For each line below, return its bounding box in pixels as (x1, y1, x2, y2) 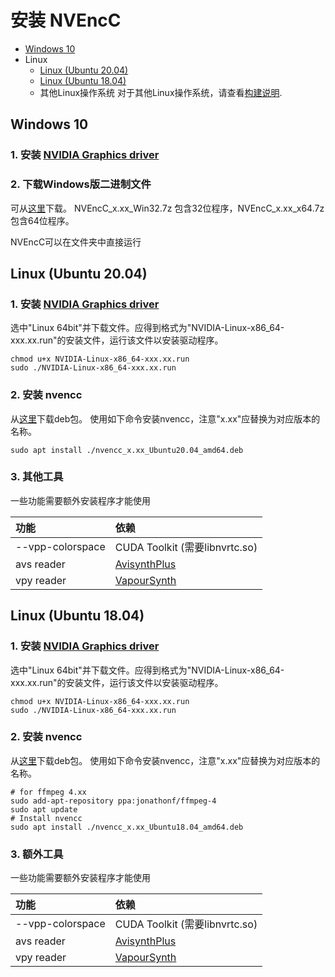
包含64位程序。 (10, 214, 75, 226)
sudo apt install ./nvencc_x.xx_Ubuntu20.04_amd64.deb (10, 445, 244, 455)
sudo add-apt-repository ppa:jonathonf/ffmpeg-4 (10, 796, 217, 806)
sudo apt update (10, 804, 78, 815)
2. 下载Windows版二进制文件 (10, 177, 152, 191)
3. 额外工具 (10, 847, 64, 861)
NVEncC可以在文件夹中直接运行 (10, 236, 142, 248)
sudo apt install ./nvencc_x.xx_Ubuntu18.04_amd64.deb (10, 822, 244, 832)
